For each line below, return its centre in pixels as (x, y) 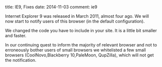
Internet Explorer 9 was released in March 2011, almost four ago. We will (77, 16)
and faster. (16, 36)
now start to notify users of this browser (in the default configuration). (75, 21)
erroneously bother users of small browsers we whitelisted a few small (76, 50)
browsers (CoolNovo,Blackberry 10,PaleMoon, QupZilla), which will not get (80, 55)
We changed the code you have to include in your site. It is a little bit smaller (81, 30)
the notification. (21, 60)
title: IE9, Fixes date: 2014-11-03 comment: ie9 (51, 7)
